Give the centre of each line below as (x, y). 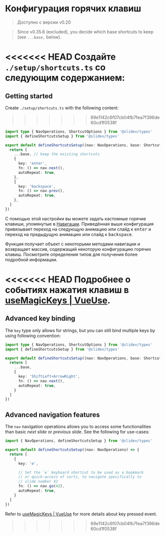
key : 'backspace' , (37, 186)
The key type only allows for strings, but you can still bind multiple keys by (80, 330)
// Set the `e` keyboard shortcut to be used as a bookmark (81, 472)
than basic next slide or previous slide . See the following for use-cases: (77, 432)
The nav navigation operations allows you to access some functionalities (78, 427)
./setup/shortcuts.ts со (55, 67)
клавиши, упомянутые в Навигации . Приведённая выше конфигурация (79, 224)
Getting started (29, 96)
